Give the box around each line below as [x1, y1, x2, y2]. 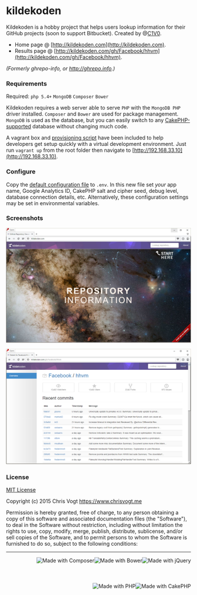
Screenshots [6, 214, 43, 222]
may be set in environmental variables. [6, 199, 100, 206]
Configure [6, 168, 36, 176]
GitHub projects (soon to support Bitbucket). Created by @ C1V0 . [6, 29, 162, 36]
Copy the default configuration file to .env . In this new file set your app [6, 181, 177, 188]
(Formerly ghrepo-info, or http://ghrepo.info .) [6, 64, 116, 72]
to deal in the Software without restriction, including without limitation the [6, 522, 183, 529]
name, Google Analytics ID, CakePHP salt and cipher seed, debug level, [6, 187, 179, 194]
